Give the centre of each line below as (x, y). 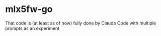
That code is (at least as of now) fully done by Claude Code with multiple (81, 23)
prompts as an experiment (32, 28)
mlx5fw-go (29, 9)
